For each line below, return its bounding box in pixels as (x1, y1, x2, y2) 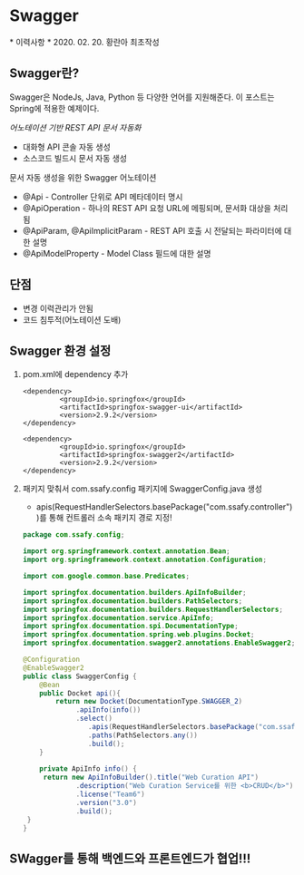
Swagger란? (9, 65, 80, 82)
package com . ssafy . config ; (22, 530, 125, 540)
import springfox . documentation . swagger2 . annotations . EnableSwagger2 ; (22, 638, 296, 648)
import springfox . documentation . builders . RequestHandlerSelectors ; (22, 605, 284, 614)
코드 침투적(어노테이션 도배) (22, 314, 122, 325)
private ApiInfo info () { (39, 764, 138, 773)
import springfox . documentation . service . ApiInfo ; (22, 613, 215, 622)
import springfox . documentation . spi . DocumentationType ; (22, 622, 239, 631)
